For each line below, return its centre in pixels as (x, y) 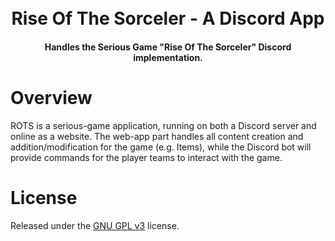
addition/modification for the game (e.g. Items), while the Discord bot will (161, 147)
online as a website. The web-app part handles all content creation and (157, 136)
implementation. (168, 57)
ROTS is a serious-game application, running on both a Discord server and (163, 125)
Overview (51, 97)
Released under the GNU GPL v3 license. (95, 225)
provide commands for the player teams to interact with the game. (146, 157)
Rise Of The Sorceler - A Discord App (168, 18)
